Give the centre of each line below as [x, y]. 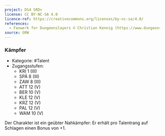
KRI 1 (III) [28, 71]
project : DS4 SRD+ [23, 10]
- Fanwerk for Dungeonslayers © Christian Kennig [61, 28]
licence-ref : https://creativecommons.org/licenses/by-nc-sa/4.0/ [74, 19]
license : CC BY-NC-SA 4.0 [31, 14]
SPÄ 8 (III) [29, 77]
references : [17, 23]
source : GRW [17, 33]
